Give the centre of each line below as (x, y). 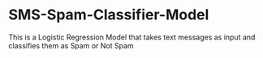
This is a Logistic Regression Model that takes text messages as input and (132, 37)
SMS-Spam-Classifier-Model (109, 15)
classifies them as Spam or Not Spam (71, 45)
